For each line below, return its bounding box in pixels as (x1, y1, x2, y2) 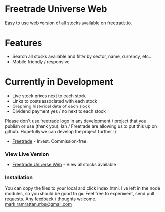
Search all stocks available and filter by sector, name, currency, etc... (12, 53, 153, 59)
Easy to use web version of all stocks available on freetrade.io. (5, 20, 132, 26)
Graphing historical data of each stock (12, 103, 90, 109)
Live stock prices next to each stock (12, 93, 86, 99)
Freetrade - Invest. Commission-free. (12, 138, 88, 144)
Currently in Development (5, 76, 114, 88)
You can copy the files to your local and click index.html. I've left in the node (5, 185, 161, 191)
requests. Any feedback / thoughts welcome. (5, 196, 97, 202)
